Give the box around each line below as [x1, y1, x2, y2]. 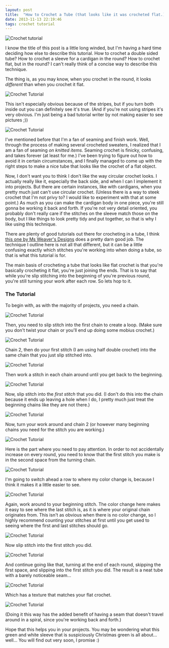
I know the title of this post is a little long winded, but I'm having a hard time [5, 45, 162, 51]
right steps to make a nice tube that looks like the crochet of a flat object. [5, 163, 157, 169]
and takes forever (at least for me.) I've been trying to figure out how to [5, 153, 152, 159]
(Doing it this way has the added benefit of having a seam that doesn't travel [5, 611, 164, 617]
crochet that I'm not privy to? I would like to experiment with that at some [5, 194, 157, 200]
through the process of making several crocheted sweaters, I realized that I [5, 142, 161, 148]
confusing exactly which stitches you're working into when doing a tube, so [5, 247, 162, 253]
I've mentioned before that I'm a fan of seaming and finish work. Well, [5, 136, 149, 142]
